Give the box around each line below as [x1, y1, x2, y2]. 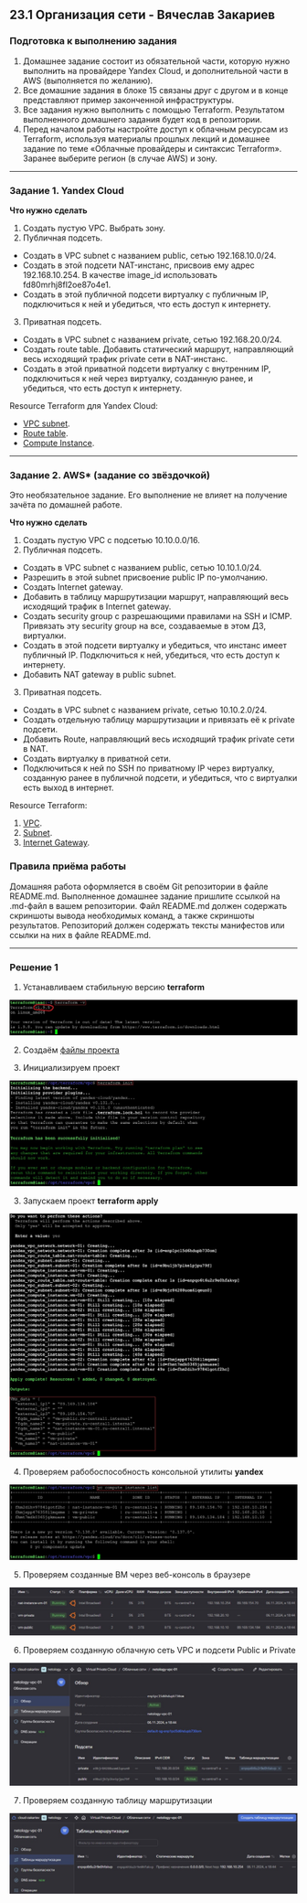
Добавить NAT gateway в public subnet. [22, 669, 176, 680]
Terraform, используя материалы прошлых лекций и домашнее [22, 133, 270, 144]
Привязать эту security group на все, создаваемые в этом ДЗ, [22, 621, 267, 632]
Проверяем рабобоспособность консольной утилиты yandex [22, 1466, 264, 1477]
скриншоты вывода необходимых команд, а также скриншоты [9, 910, 255, 921]
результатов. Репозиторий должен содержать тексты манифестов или [9, 919, 285, 931]
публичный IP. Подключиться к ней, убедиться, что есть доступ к [22, 649, 281, 661]
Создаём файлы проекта [22, 1044, 121, 1055]
